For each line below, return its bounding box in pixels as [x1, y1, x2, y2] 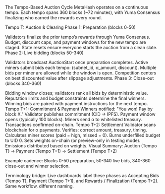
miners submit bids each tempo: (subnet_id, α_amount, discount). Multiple [5, 65, 157, 70]
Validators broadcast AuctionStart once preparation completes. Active [5, 60, 148, 65]
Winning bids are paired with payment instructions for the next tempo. [5, 101, 148, 106]
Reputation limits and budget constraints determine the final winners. [5, 95, 146, 101]
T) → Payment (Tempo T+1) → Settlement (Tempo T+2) [5, 148, 117, 154]
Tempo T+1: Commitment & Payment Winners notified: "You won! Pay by [5, 106, 153, 112]
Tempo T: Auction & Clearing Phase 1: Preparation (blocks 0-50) [5, 24, 136, 30]
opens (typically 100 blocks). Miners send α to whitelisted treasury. [5, 117, 142, 122]
